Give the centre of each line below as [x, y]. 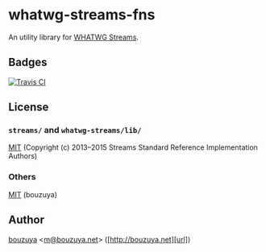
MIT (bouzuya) [33, 194]
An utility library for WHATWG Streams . [74, 37]
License [29, 107]
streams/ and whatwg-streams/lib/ [75, 130]
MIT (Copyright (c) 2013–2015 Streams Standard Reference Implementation [133, 147]
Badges [28, 62]
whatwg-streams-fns [82, 15]
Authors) [23, 156]
